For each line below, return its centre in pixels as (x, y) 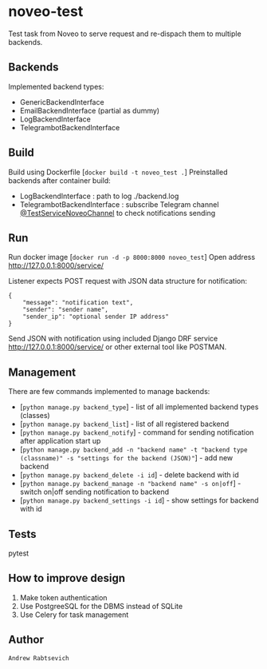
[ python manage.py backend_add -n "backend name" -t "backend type (133, 449)
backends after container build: (60, 180)
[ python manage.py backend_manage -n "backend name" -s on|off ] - (130, 484)
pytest (19, 553)
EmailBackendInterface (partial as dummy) (90, 110)
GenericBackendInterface (62, 102)
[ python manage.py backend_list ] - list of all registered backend (124, 424)
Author (26, 640)
